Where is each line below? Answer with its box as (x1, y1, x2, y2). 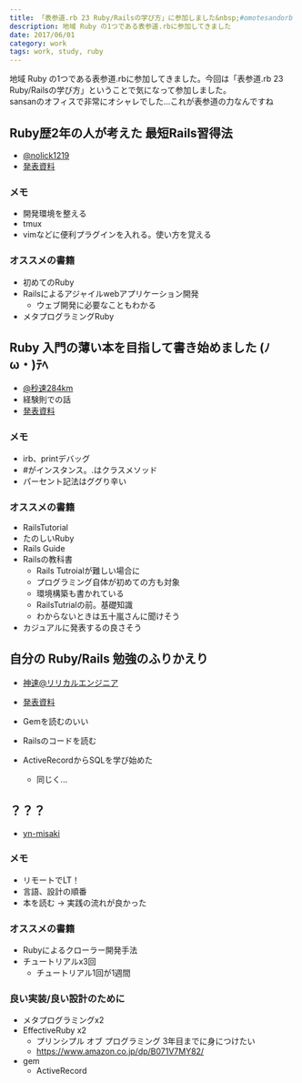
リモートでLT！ (22, 875, 80, 886)
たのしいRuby (22, 532, 75, 543)
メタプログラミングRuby (22, 310, 115, 321)
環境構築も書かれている (35, 588, 125, 599)
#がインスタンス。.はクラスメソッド (22, 464, 157, 475)
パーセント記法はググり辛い (22, 475, 127, 487)
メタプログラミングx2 (22, 1015, 105, 1026)
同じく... (35, 774, 68, 784)
